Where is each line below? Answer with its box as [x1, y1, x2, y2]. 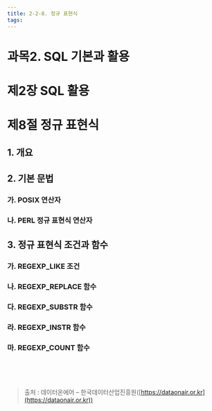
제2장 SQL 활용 [7, 82, 90, 98]
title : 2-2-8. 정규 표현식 [7, 10, 78, 17]
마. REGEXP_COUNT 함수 [7, 342, 90, 352]
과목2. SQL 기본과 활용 [7, 49, 130, 64]
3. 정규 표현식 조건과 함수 [7, 239, 109, 251]
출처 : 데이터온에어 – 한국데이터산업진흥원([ [24, 388, 141, 396]
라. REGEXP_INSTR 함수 [7, 322, 87, 332]
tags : [7, 17, 23, 24]
